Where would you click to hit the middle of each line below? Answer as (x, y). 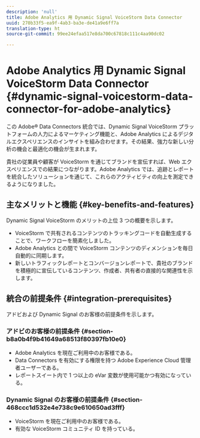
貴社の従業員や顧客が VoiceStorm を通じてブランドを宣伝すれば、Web (93, 162)
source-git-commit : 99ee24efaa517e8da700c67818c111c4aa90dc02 (85, 34)
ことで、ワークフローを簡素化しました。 (65, 241)
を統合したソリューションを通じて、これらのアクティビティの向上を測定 (95, 177)
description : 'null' (32, 12)
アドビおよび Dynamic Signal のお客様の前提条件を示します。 (82, 314)
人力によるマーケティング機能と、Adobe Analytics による (108, 134)
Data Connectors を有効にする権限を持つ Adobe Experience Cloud (97, 360)
